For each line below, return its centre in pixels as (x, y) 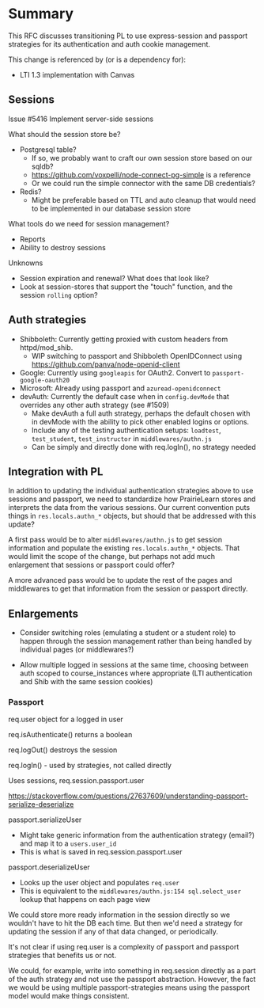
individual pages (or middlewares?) (77, 649)
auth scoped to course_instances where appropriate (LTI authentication (136, 673)
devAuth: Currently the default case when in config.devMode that (124, 396)
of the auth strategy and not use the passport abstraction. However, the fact (132, 979)
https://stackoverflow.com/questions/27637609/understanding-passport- (128, 796)
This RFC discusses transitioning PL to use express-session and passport (128, 36)
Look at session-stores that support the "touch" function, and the (126, 287)
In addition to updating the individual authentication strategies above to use (131, 491)
